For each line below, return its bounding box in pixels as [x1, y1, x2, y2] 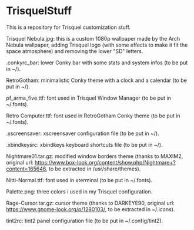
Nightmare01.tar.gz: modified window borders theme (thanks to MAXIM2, [6, 152, 183, 160]
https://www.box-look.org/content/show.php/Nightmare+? [34, 159, 176, 166]
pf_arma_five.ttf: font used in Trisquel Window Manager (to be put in [6, 94, 172, 101]
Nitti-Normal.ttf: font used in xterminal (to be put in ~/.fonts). [6, 176, 153, 183]
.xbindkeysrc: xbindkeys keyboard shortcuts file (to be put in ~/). [6, 141, 163, 148]
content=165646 [6, 165, 46, 172]
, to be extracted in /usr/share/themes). [46, 165, 141, 172]
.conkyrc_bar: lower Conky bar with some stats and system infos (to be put [6, 59, 188, 66]
